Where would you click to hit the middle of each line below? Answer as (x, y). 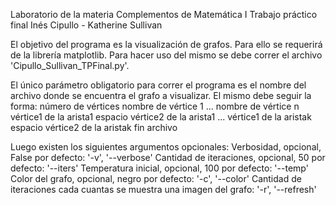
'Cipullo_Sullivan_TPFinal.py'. (70, 65)
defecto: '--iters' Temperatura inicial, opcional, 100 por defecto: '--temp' (159, 168)
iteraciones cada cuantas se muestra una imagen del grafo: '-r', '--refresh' (163, 189)
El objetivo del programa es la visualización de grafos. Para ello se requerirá (166, 44)
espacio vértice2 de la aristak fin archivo (94, 127)
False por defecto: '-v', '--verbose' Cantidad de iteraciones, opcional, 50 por (168, 157)
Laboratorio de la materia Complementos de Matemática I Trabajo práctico (164, 14)
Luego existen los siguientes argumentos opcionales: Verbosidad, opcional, (166, 147)
